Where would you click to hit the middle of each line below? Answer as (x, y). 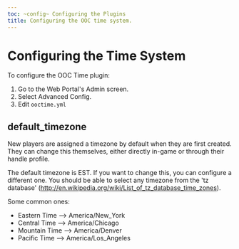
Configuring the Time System (97, 56)
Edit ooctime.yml (42, 105)
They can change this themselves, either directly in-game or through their (116, 152)
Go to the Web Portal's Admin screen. (73, 89)
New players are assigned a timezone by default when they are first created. (119, 144)
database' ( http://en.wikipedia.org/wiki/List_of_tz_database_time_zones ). (114, 188)
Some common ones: (39, 202)
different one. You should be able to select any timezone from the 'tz (108, 180)
